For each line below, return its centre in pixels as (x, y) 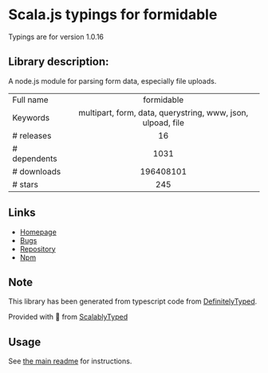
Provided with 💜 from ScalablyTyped (68, 317)
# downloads (37, 171)
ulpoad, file (164, 123)
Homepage (38, 232)
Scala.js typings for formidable (113, 15)
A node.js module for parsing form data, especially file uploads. (112, 80)
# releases (32, 135)
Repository (37, 249)
